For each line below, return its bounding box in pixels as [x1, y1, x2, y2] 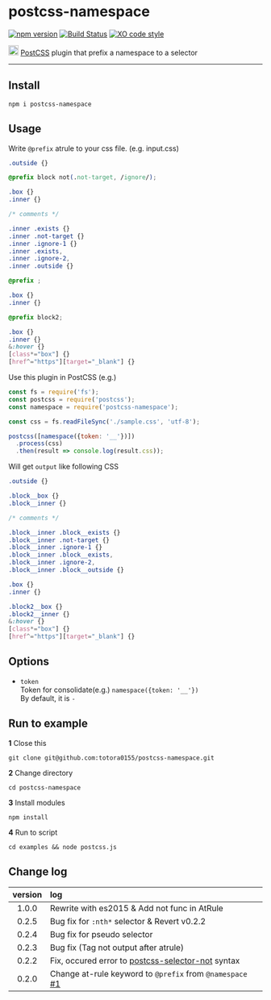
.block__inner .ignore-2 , [8, 559, 95, 567]
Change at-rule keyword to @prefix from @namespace [49, 968, 248, 979]
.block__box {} [8, 492, 60, 500]
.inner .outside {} [8, 262, 74, 270]
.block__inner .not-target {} [8, 535, 110, 544]
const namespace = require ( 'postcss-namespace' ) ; [8, 402, 179, 411]
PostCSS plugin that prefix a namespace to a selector [19, 48, 198, 57]
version [12, 889, 43, 900]
